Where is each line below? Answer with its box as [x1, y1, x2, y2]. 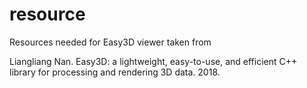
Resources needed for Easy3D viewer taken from [9, 36, 212, 48]
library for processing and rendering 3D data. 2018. [9, 66, 221, 78]
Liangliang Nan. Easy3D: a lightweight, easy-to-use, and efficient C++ [9, 55, 298, 67]
